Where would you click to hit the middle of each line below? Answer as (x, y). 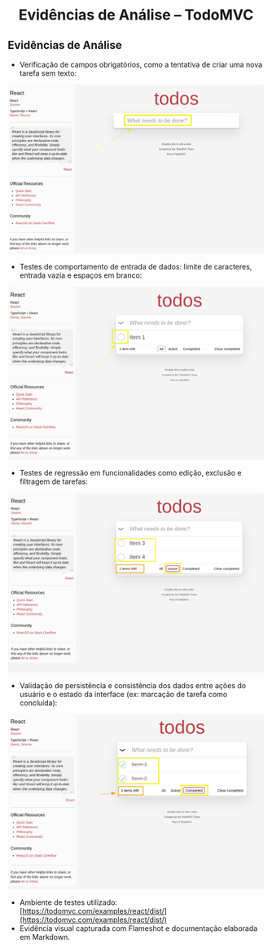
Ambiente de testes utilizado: (68, 902)
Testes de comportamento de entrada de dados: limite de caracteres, (136, 267)
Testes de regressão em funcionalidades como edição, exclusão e (130, 473)
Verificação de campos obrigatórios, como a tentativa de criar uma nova (141, 64)
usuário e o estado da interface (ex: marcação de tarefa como (123, 694)
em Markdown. (45, 937)
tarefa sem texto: (48, 73)
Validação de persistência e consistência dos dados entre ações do (132, 685)
